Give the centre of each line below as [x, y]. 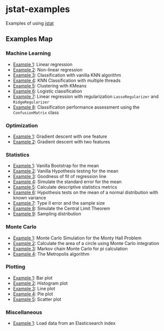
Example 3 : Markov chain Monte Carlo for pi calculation [70, 249]
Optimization [22, 125]
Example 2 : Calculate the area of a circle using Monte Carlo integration [86, 243]
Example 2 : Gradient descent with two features [61, 141]
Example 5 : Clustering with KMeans [50, 86]
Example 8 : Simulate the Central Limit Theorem [61, 209]
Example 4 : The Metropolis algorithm [51, 254]
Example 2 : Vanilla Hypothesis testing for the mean [65, 171]
